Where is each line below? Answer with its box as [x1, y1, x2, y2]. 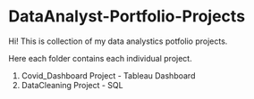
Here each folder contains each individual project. [8, 53, 193, 63]
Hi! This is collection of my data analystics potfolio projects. [8, 36, 228, 46]
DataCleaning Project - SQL [21, 79, 123, 90]
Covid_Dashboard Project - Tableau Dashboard [21, 70, 196, 81]
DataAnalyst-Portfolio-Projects [8, 6, 246, 27]
